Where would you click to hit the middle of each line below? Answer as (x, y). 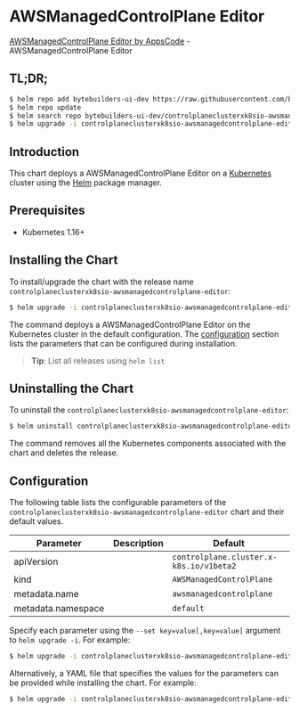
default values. (36, 521)
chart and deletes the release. (64, 453)
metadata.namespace (59, 609)
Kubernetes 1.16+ (53, 232)
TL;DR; (29, 79)
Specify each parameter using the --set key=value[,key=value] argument (145, 631)
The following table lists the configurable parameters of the (118, 503)
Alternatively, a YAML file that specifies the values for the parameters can (144, 673)
